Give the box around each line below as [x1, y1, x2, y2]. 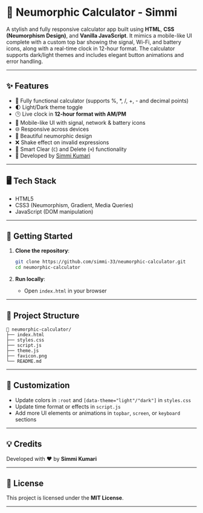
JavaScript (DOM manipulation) [14, 208, 94, 215]
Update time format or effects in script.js [14, 403, 121, 410]
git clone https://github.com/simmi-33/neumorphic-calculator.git [14, 259, 186, 265]
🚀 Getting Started [6, 231, 73, 241]
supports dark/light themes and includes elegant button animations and [6, 51, 184, 58]
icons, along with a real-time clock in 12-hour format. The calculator [6, 45, 175, 52]
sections [14, 415, 37, 423]
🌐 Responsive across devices [14, 125, 89, 133]
